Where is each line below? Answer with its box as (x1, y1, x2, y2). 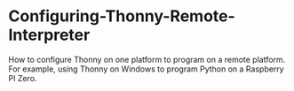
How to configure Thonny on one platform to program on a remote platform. (8, 54, 286, 64)
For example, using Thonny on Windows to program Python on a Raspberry (8, 64, 285, 74)
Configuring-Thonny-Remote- (8, 6, 236, 27)
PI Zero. (8, 72, 37, 83)
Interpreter (8, 25, 91, 45)
